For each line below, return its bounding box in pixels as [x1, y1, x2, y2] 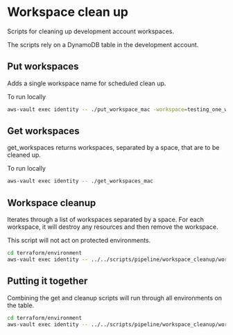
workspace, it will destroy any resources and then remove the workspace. [7, 223, 218, 231]
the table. [7, 301, 35, 309]
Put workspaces [7, 60, 79, 73]
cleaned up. [7, 151, 42, 160]
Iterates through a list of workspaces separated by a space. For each [7, 216, 205, 224]
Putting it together [7, 275, 88, 287]
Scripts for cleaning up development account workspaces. [7, 27, 175, 35]
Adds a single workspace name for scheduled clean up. [7, 79, 166, 87]
